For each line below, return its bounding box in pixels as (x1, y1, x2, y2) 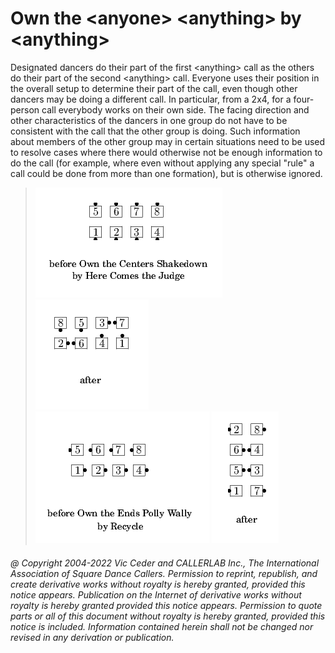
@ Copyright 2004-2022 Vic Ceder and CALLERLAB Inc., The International (10, 557, 320, 569)
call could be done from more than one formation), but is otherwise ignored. (10, 167, 323, 179)
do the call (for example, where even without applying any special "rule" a (10, 157, 315, 169)
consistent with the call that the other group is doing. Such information (10, 125, 301, 137)
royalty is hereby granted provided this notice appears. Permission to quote (10, 599, 323, 611)
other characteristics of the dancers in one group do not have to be (10, 114, 288, 126)
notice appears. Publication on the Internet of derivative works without (10, 588, 302, 601)
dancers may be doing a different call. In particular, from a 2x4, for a (10, 93, 292, 105)
